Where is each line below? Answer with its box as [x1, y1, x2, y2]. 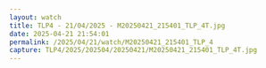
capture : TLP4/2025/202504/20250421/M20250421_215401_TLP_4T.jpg [9, 46, 257, 55]
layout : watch [9, 12, 62, 22]
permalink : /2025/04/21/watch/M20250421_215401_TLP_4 [9, 37, 214, 47]
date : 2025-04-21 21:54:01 [9, 29, 110, 38]
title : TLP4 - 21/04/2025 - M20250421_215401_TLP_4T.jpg [9, 21, 226, 30]
